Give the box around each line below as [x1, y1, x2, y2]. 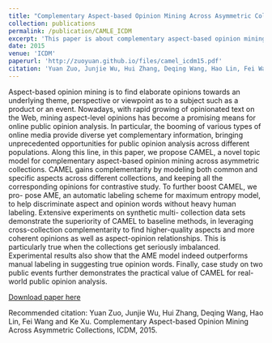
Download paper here [8, 292, 81, 302]
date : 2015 [8, 42, 45, 50]
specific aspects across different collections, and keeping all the [8, 173, 223, 182]
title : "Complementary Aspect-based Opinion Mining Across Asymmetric [8, 11, 252, 20]
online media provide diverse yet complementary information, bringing [8, 130, 244, 139]
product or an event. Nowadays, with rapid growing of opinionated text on [8, 104, 255, 114]
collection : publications [8, 19, 96, 28]
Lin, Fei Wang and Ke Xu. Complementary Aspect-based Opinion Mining [8, 316, 249, 326]
